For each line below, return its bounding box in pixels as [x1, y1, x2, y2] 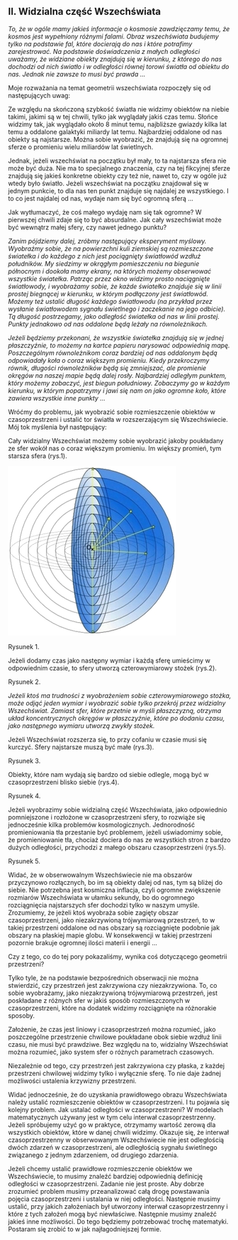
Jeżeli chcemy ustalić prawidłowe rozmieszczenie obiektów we [8, 1164, 193, 1173]
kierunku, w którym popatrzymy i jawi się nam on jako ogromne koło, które [8, 386, 227, 395]
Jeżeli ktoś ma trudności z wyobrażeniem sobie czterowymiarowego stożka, [8, 691, 232, 700]
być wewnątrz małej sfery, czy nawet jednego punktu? [8, 223, 167, 232]
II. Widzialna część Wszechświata [8, 6, 161, 18]
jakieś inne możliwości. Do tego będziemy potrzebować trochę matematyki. [8, 1217, 229, 1226]
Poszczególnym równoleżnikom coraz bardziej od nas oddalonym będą [8, 348, 218, 357]
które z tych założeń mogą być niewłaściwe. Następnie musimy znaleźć [8, 1209, 217, 1218]
